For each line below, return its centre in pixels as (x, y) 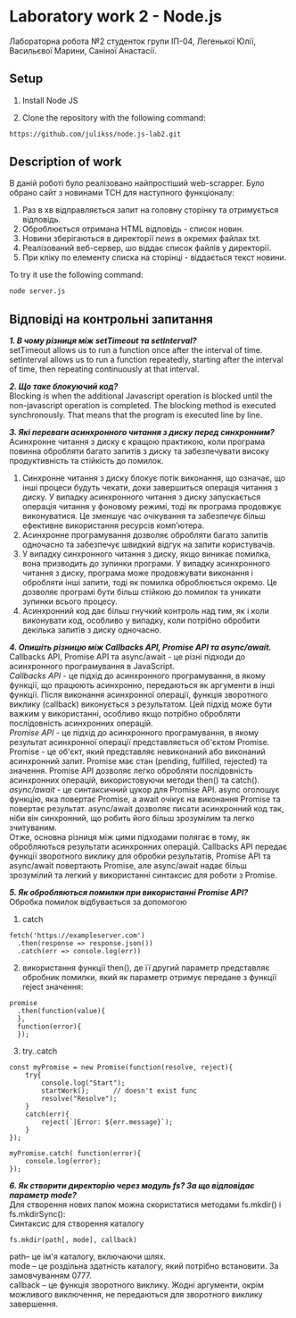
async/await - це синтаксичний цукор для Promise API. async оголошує (145, 790)
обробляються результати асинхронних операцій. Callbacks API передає (148, 847)
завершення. (34, 1304)
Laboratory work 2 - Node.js (116, 17)
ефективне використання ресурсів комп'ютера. (113, 525)
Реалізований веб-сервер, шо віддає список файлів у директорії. (147, 248)
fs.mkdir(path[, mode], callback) (74, 1240)
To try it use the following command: (77, 275)
